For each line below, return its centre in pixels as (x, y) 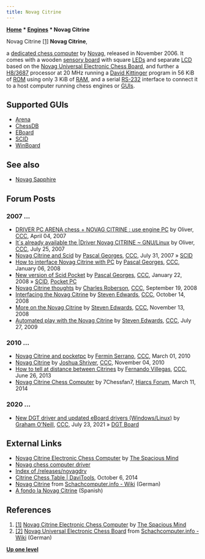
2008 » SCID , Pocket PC (46, 281)
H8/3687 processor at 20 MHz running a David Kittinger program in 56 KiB (100, 72)
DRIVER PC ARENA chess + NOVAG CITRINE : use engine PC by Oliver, (104, 229)
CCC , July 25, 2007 (40, 249)
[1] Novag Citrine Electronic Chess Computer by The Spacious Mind (101, 525)
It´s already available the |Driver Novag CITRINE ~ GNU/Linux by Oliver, (105, 242)
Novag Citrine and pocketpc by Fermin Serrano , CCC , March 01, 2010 (103, 356)
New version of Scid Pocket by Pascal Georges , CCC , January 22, (99, 275)
